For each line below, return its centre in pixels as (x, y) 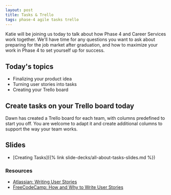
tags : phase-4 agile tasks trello (42, 19)
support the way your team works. (41, 129)
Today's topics (29, 66)
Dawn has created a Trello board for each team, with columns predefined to (85, 118)
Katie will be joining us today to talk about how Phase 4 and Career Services (86, 34)
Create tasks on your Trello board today (70, 106)
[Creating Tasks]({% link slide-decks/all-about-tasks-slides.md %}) (84, 157)
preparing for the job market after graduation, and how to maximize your (81, 45)
